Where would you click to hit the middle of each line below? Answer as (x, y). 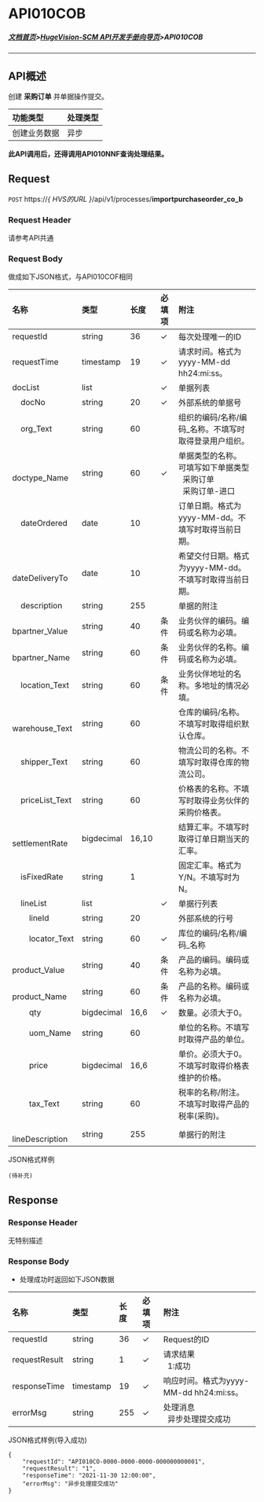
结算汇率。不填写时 (214, 828)
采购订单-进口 (209, 491)
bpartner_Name (41, 658)
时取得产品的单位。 (214, 1040)
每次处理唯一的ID (210, 337)
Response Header (43, 1222)
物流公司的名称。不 (214, 751)
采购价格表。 (202, 813)
